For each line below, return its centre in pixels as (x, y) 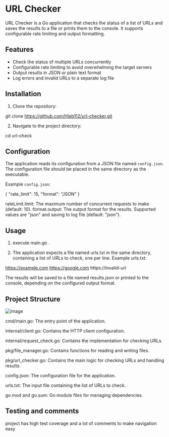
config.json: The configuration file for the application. (61, 375)
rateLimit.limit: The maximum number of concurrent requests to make (77, 204)
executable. (17, 174)
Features (19, 49)
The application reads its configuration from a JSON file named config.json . (84, 164)
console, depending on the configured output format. (61, 283)
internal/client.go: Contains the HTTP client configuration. (65, 331)
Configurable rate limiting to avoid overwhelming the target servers (82, 67)
